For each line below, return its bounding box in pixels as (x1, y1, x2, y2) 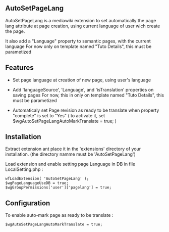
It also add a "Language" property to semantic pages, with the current (5, 38, 151, 44)
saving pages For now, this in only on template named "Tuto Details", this (12, 92, 164, 98)
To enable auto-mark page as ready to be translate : (5, 212, 114, 218)
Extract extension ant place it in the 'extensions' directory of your (5, 146, 141, 152)
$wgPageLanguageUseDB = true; (5, 180, 69, 186)
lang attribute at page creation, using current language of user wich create (5, 23, 160, 29)
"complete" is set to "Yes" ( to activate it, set (12, 112, 105, 118)
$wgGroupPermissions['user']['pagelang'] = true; (5, 185, 112, 190)
